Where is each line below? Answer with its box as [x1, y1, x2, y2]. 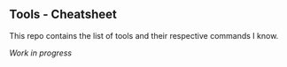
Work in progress [9, 48, 73, 58]
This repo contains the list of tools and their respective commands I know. [9, 30, 279, 41]
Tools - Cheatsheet [9, 7, 117, 22]
